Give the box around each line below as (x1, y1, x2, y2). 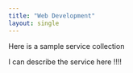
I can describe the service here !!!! (8, 57, 123, 67)
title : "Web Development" (8, 11, 95, 20)
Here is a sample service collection (8, 41, 125, 51)
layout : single (8, 19, 60, 27)
